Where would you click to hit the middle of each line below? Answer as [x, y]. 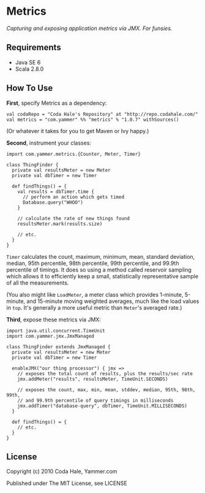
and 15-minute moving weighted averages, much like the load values [113, 301]
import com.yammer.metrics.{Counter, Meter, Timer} [73, 154]
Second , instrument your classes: [49, 143]
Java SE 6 [28, 62]
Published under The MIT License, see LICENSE [67, 483]
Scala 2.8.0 [29, 69]
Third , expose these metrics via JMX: [54, 319]
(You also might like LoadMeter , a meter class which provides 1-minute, [95, 294]
